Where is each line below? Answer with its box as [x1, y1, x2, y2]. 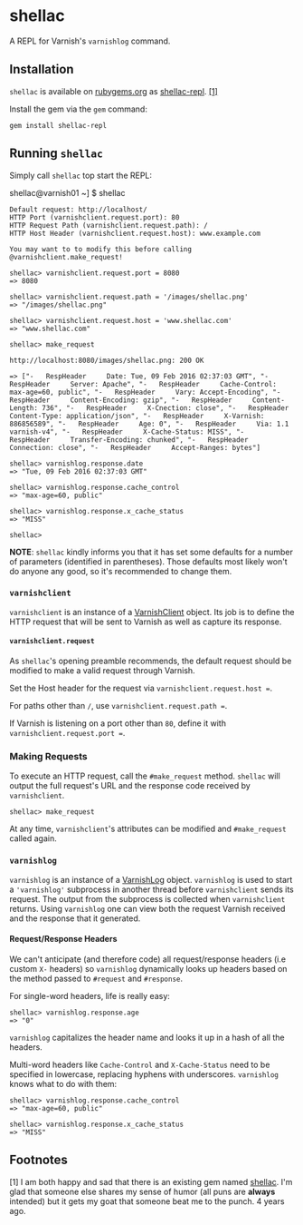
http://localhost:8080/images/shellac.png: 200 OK [9, 356, 204, 365]
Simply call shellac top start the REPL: [9, 170, 152, 181]
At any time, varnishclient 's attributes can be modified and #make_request [9, 823, 287, 835]
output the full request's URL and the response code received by [9, 780, 251, 791]
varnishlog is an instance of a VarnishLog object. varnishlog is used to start [9, 874, 293, 885]
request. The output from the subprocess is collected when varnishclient [9, 893, 286, 904]
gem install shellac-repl [9, 121, 107, 130]
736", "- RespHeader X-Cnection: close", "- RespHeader [42, 403, 289, 413]
